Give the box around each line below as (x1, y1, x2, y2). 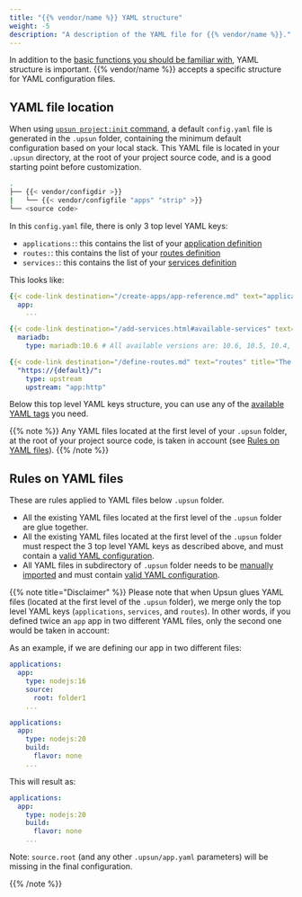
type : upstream (25, 374, 83, 383)
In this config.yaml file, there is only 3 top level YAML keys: (9, 220, 228, 231)
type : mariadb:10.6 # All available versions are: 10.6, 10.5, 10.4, (25, 342, 292, 351)
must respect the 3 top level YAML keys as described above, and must (22, 541, 284, 552)
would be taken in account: (9, 626, 110, 636)
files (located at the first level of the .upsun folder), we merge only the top (9, 597, 281, 608)
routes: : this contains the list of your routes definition (22, 247, 221, 258)
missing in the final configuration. (9, 861, 133, 872)
